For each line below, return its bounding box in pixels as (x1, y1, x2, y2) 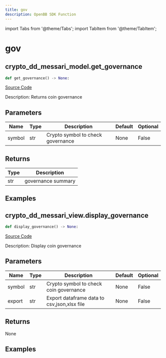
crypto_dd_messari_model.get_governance (5, 62, 142, 71)
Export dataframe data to (46, 294, 105, 301)
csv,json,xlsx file (46, 301, 85, 307)
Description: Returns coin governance (5, 94, 83, 100)
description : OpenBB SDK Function (5, 12, 77, 17)
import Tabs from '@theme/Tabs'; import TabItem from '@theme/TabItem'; (5, 25, 157, 31)
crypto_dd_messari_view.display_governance (5, 211, 149, 219)
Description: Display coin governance (5, 243, 82, 249)
